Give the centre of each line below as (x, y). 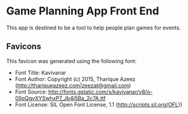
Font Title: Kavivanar (40, 73)
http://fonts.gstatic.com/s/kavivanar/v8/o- (100, 92)
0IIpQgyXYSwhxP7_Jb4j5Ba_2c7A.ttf (60, 98)
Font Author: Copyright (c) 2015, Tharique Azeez (75, 79)
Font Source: (31, 92)
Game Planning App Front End (83, 11)
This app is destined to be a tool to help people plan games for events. (94, 28)
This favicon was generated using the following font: (71, 61)
